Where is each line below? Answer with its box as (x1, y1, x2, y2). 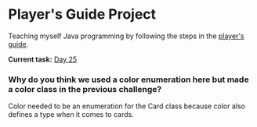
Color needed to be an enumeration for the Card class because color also (8, 101, 245, 111)
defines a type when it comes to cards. (8, 110, 135, 119)
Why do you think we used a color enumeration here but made (8, 74, 249, 85)
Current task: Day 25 (8, 55, 78, 64)
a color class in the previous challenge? (8, 83, 162, 94)
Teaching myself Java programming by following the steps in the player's (8, 31, 244, 41)
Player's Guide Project (8, 5, 157, 23)
